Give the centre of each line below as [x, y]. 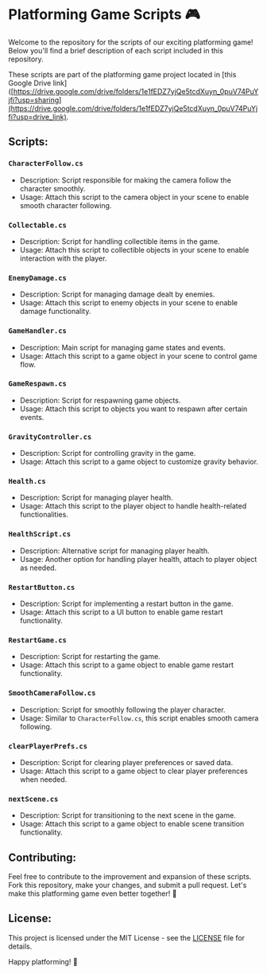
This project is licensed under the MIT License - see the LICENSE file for [126, 937]
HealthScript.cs [40, 534]
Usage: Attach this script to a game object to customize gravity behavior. [139, 461]
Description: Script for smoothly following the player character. [122, 709]
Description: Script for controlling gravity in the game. [108, 454]
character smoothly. [52, 188]
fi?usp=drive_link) [38, 116]
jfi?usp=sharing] [35, 100]
